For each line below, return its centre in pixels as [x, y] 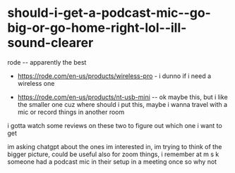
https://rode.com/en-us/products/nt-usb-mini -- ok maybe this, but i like [122, 97]
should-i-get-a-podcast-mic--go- [109, 13]
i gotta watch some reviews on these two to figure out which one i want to [115, 125]
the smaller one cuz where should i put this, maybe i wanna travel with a [122, 104]
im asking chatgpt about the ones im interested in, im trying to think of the [115, 146]
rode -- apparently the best [47, 62]
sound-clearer [50, 43]
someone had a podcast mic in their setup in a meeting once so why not [112, 161]
